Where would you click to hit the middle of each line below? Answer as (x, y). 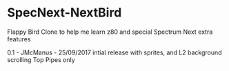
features (19, 39)
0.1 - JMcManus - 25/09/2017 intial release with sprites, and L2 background (114, 52)
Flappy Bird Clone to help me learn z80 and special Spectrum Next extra (110, 32)
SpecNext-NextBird (64, 13)
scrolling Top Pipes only (41, 59)
